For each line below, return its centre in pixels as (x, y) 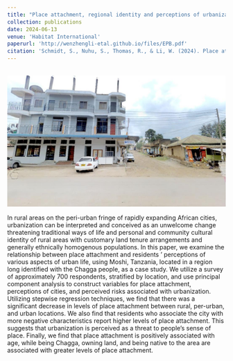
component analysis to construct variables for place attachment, (100, 284)
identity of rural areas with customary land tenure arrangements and (105, 240)
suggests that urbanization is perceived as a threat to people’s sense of (109, 328)
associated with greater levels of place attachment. (80, 351)
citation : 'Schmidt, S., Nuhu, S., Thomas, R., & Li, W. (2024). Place (113, 51)
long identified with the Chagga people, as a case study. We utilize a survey (115, 270)
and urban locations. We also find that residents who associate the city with (115, 314)
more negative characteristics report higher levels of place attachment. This (115, 321)
